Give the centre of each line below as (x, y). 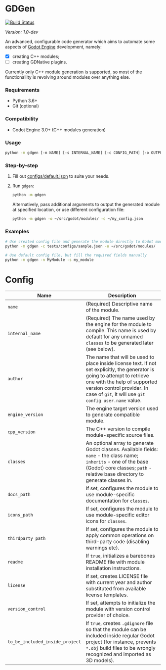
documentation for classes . (117, 501)
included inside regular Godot (120, 635)
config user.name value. (114, 400)
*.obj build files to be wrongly (121, 648)
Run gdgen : (23, 186)
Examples (17, 231)
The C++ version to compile (118, 429)
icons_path (20, 515)
